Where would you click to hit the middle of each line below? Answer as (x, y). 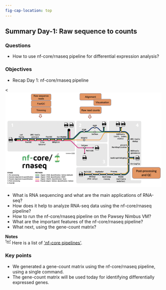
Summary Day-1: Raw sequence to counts (71, 32)
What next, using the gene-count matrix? (54, 227)
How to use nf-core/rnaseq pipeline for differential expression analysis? (86, 56)
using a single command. (38, 272)
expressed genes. (31, 282)
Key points (18, 256)
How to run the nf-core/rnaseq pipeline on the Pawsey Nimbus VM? (82, 216)
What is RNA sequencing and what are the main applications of (77, 195)
